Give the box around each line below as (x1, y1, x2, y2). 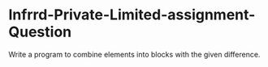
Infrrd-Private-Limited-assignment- (8, 6, 256, 24)
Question (8, 23, 71, 41)
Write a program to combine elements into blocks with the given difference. (8, 49, 261, 59)
